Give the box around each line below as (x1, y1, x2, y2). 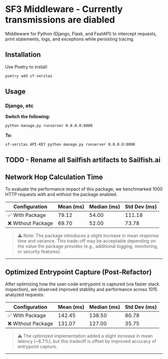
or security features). (17, 248, 61, 254)
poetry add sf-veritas (5, 73, 52, 78)
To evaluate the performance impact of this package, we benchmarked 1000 (5, 186, 163, 192)
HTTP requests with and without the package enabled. (5, 191, 117, 197)
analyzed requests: (5, 291, 44, 298)
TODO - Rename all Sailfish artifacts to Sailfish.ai (5, 156, 161, 164)
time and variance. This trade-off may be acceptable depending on (17, 238, 156, 244)
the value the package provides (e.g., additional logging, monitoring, (17, 243, 158, 249)
